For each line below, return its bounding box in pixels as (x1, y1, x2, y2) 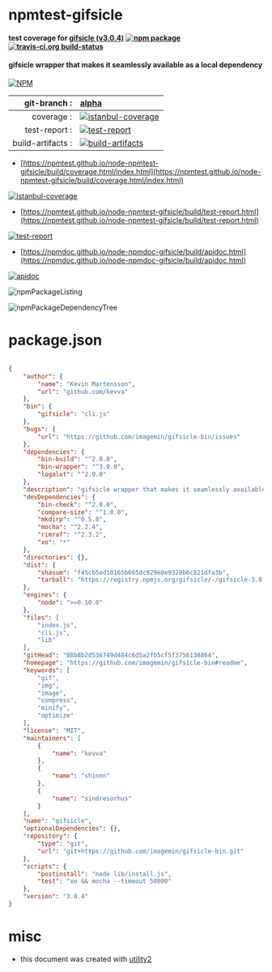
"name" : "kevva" (51, 749, 107, 757)
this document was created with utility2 (19, 954, 152, 964)
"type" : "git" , (37, 840, 89, 848)
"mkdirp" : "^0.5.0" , (37, 516, 107, 524)
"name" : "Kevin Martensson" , (37, 379, 136, 388)
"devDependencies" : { (23, 493, 96, 501)
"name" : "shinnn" (51, 772, 111, 780)
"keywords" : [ (23, 666, 70, 674)
